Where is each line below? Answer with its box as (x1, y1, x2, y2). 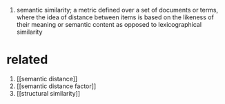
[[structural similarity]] (16, 89, 81, 97)
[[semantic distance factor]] (16, 82, 97, 90)
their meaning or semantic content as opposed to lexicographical (16, 21, 202, 28)
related (6, 52, 48, 67)
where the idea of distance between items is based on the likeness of (16, 13, 215, 21)
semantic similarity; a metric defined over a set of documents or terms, (16, 6, 219, 14)
